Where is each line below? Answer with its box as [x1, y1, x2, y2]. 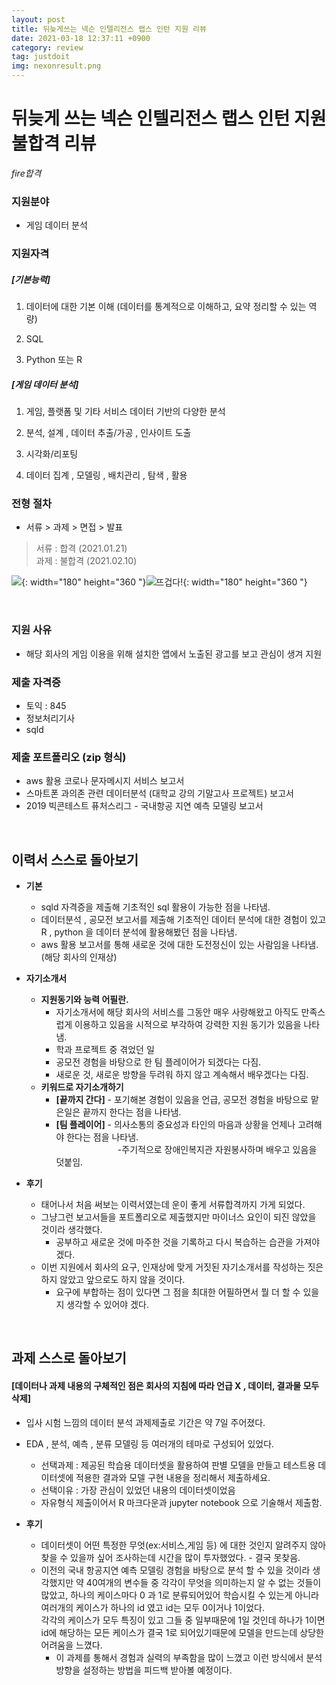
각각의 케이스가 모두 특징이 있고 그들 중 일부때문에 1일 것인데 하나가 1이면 [40, 1614, 326, 1626]
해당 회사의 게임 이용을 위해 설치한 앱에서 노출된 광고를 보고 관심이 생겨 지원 [25, 647, 323, 660]
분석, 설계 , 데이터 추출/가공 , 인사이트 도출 [25, 427, 192, 439]
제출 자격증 [11, 675, 62, 689]
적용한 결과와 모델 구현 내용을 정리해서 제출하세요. [75, 1471, 271, 1483]
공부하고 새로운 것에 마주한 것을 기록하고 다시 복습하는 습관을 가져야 [55, 1236, 321, 1248]
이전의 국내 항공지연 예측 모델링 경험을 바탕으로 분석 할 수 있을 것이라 [40, 1564, 311, 1576]
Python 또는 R [25, 354, 83, 366]
